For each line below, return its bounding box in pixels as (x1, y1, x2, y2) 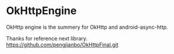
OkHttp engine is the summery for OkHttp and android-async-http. (6, 23, 168, 31)
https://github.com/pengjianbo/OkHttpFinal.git (6, 41, 119, 48)
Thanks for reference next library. (6, 35, 88, 42)
